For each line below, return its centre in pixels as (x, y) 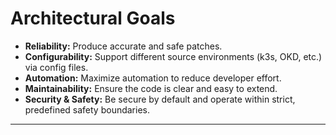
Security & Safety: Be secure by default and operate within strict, (160, 99)
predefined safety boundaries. (87, 109)
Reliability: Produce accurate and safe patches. (123, 46)
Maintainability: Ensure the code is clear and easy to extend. (151, 88)
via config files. (56, 67)
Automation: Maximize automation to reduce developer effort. (153, 78)
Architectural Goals (93, 18)
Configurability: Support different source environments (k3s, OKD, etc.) (173, 56)
